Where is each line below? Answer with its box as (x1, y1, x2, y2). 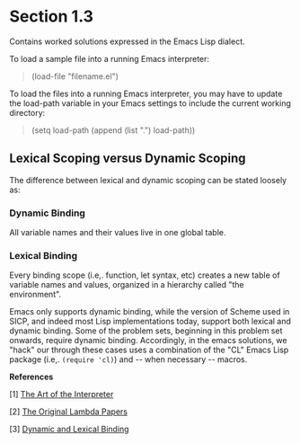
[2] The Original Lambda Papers (9, 406, 128, 417)
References (9, 371, 54, 383)
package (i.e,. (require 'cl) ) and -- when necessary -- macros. (9, 354, 248, 365)
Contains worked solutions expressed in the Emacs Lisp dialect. (9, 36, 245, 47)
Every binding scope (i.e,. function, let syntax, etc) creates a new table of (9, 270, 280, 280)
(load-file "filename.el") (31, 70, 119, 82)
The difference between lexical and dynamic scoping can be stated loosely (9, 174, 287, 185)
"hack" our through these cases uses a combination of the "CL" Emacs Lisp (9, 344, 289, 356)
